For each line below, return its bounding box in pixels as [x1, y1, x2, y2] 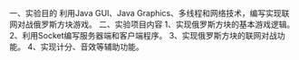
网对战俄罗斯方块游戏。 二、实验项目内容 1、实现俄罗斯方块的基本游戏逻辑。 [9, 19, 295, 30]
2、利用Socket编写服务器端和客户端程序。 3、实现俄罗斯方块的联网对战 [9, 30, 278, 40]
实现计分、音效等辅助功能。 [40, 41, 144, 52]
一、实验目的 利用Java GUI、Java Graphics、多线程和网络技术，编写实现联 [9, 8, 290, 18]
